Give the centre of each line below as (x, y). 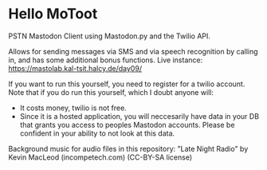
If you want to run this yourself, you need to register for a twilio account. (127, 84)
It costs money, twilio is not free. (73, 108)
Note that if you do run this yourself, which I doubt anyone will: (111, 92)
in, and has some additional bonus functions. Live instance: (106, 60)
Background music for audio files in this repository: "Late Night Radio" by (128, 148)
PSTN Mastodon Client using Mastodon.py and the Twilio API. (110, 36)
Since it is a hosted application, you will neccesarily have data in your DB (139, 116)
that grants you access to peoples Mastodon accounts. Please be (127, 125)
